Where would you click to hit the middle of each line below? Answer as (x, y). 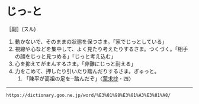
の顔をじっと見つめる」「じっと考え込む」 (65, 56)
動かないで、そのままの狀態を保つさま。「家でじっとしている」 (91, 41)
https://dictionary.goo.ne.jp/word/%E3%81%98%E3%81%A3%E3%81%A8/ (88, 95)
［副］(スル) (21, 29)
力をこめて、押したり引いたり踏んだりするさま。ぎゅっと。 (87, 71)
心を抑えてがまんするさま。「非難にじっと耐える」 (75, 64)
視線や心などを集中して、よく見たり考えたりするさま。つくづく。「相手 (101, 49)
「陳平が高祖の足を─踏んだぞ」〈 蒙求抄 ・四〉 (79, 78)
